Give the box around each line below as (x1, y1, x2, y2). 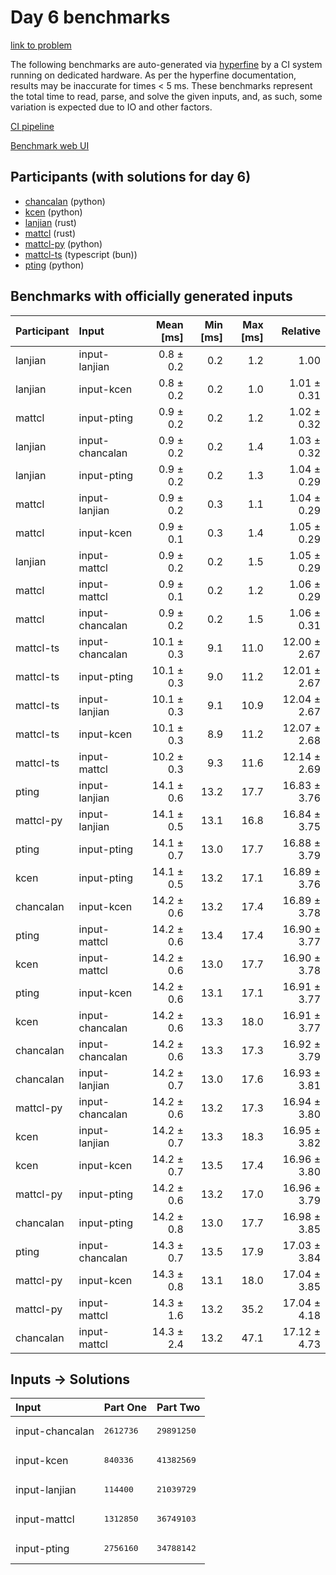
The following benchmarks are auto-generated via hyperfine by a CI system (10, 58, 323, 70)
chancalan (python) (24, 195, 106, 207)
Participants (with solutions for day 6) (10, 169, 252, 186)
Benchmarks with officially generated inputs (10, 288, 293, 305)
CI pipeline (10, 120, 55, 132)
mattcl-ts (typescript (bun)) (24, 248, 138, 260)
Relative (281, 324, 321, 338)
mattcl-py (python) (24, 237, 103, 250)
